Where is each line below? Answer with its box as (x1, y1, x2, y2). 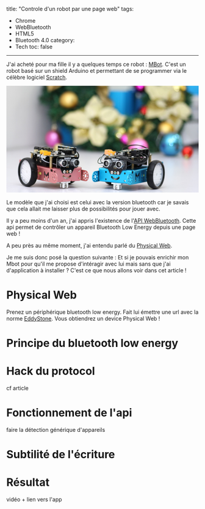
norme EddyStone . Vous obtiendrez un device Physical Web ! (6, 314, 160, 322)
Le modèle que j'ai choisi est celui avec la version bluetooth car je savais (6, 198, 189, 206)
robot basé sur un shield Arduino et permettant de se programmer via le (6, 67, 187, 74)
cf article (6, 384, 29, 392)
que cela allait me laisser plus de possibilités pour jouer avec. (6, 205, 160, 212)
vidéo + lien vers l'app (6, 496, 62, 503)
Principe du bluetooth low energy (6, 336, 179, 350)
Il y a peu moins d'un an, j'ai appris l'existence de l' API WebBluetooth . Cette (6, 217, 196, 224)
